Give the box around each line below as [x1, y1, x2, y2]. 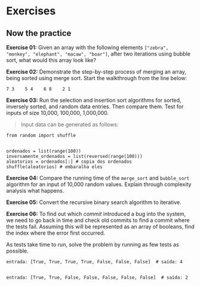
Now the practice [6, 28, 72, 38]
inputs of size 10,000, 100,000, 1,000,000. [6, 109, 109, 116]
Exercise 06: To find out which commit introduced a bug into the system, [6, 211, 186, 217]
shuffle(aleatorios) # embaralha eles [6, 164, 103, 170]
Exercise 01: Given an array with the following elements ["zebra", [6, 44, 169, 51]
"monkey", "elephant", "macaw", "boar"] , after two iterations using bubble [6, 50, 191, 57]
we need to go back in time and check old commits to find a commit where [6, 217, 190, 224]
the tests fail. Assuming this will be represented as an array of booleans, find [6, 223, 195, 230]
